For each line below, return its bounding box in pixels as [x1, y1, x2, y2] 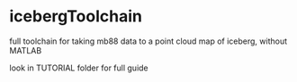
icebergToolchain [9, 6, 142, 27]
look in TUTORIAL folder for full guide [9, 62, 148, 73]
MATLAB [9, 45, 42, 55]
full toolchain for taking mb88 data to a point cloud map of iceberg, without [9, 36, 288, 46]
